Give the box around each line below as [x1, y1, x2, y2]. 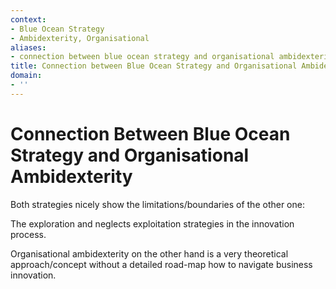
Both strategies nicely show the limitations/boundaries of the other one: [10, 198, 305, 210]
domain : [10, 71, 43, 81]
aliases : [10, 42, 47, 53]
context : [10, 14, 47, 25]
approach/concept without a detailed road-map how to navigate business [10, 258, 313, 270]
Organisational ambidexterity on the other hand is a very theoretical [10, 247, 289, 260]
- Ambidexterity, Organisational [10, 33, 150, 43]
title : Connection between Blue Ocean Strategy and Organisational [10, 61, 298, 71]
